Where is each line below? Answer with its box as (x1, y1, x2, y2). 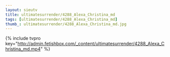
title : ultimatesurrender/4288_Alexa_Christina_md (5, 12, 115, 17)
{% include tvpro (5, 35, 41, 41)
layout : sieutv (5, 7, 38, 13)
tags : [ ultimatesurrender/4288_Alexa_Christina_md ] (5, 17, 117, 22)
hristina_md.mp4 (5, 46, 41, 52)
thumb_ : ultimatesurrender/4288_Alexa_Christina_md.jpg (5, 21, 127, 27)
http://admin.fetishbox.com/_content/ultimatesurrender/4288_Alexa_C (17, 41, 165, 47)
